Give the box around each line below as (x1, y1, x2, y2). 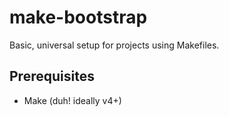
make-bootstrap (9, 6, 148, 29)
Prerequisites (9, 68, 95, 85)
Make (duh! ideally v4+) (23, 94, 122, 106)
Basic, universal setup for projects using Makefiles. (9, 39, 220, 51)
